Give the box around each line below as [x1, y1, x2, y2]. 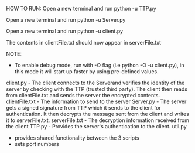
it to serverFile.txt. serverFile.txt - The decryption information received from [6, 117, 189, 124]
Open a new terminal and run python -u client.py [6, 28, 124, 35]
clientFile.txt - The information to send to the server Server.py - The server [6, 98, 187, 105]
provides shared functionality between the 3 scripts [14, 134, 139, 141]
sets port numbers [14, 141, 60, 147]
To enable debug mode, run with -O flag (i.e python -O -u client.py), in [14, 62, 184, 69]
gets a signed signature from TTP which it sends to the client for [6, 104, 161, 111]
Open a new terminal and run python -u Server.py [6, 16, 126, 23]
